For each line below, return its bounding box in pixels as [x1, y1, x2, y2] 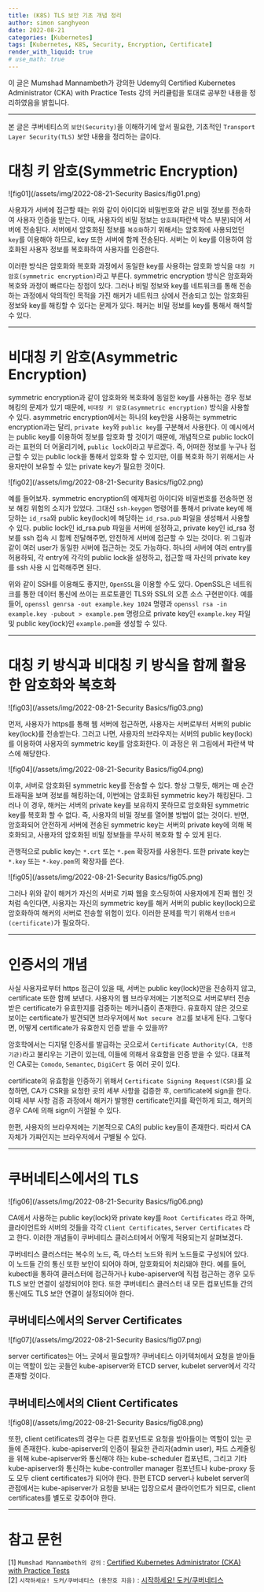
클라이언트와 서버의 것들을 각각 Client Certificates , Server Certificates [8, 1223, 243, 1232]
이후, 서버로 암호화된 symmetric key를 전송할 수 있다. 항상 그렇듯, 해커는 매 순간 [8, 781, 254, 790]
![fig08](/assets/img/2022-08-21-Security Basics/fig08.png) [8, 1418, 204, 1427]
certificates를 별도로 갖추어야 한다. [8, 1494, 116, 1503]
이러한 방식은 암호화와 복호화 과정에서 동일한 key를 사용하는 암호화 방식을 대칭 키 [8, 261, 255, 270]
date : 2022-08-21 [8, 26, 65, 34]
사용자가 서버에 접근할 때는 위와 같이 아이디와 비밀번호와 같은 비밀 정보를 [8, 205, 230, 214]
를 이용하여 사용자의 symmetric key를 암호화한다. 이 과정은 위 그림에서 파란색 [8, 738, 246, 748]
